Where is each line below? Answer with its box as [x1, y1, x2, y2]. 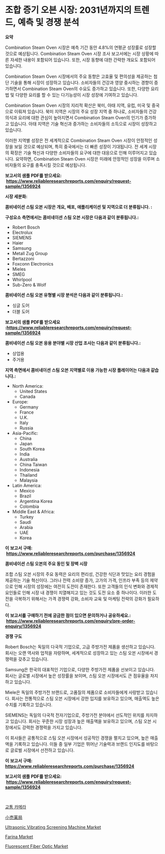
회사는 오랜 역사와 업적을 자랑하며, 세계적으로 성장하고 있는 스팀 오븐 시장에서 [5, 650, 153, 656]
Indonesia [19, 466, 40, 473]
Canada [19, 394, 36, 399]
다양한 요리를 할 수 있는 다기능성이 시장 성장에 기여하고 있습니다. [15, 92, 138, 98]
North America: [12, 383, 43, 389]
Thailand [19, 472, 38, 478]
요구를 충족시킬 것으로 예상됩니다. [22, 162, 87, 168]
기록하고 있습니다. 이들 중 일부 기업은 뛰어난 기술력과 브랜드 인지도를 [14, 741, 145, 747]
